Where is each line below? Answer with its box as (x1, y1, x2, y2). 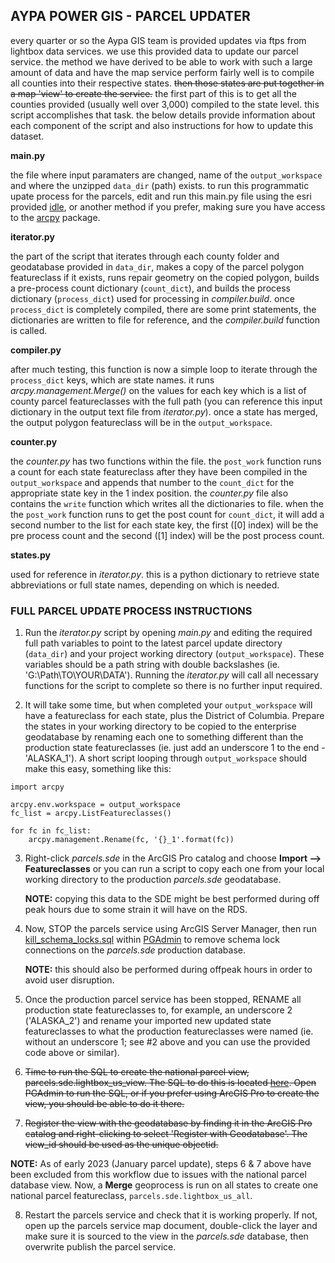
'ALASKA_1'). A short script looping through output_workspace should (24, 752, 308, 764)
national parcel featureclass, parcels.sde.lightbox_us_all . (10, 1190, 253, 1202)
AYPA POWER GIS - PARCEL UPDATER (10, 8, 251, 25)
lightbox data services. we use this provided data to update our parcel (10, 45, 299, 57)
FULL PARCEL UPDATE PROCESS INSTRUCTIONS (10, 604, 253, 618)
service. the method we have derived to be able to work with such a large (10, 55, 313, 68)
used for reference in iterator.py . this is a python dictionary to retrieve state (10, 568, 320, 580)
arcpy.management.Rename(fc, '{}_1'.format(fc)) (28, 835, 235, 845)
